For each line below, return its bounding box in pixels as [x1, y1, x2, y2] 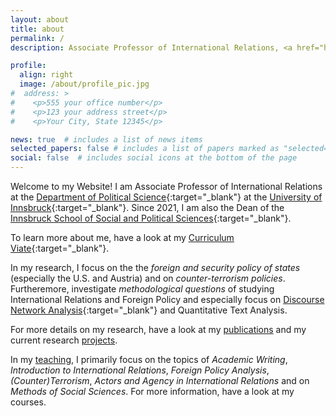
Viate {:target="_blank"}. [10, 242, 110, 254]
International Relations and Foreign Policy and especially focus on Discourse [10, 294, 325, 305]
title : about [10, 24, 65, 34]
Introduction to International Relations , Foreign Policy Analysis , [10, 364, 270, 376]
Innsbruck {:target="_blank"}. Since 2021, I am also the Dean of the [10, 202, 285, 213]
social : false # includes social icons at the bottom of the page [10, 153, 298, 163]
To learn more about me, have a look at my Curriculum [10, 232, 235, 243]
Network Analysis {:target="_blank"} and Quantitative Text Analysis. [10, 304, 288, 316]
